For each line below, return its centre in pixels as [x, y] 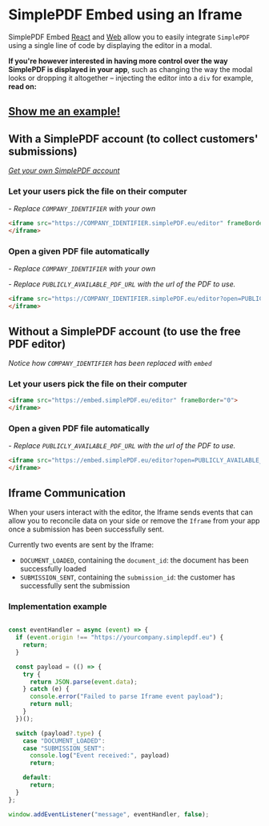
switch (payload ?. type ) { [59, 733]
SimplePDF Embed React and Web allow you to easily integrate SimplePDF [129, 37]
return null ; [51, 704]
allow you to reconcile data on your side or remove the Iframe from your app [134, 520]
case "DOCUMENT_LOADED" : [64, 741]
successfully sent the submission [75, 585]
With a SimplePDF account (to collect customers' [133, 139]
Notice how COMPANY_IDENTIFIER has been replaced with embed [110, 363]
